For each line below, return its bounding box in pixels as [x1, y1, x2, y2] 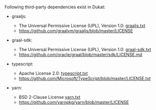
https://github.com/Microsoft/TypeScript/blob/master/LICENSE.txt [18, 76, 151, 81]
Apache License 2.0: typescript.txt [18, 70, 88, 76]
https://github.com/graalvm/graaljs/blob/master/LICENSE [18, 28, 133, 33]
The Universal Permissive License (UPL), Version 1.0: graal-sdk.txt [18, 47, 151, 52]
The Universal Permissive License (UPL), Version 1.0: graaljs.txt [18, 23, 146, 28]
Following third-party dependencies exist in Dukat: [4, 4, 106, 10]
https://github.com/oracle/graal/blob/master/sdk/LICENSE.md [18, 52, 142, 57]
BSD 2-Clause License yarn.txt [18, 94, 80, 100]
